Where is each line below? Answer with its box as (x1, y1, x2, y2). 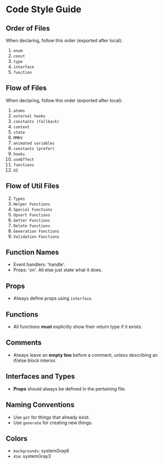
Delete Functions (13, 223, 51, 228)
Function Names (6, 248, 59, 257)
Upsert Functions (13, 212, 51, 217)
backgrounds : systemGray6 (13, 448, 69, 454)
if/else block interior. (13, 357, 57, 363)
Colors (6, 434, 28, 443)
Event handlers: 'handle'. (13, 261, 65, 267)
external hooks (13, 113, 46, 118)
